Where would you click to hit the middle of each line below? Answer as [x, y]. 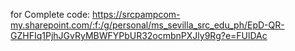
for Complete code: [50, 14]
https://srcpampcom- [136, 14]
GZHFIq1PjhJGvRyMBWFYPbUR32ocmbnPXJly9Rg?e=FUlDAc [139, 35]
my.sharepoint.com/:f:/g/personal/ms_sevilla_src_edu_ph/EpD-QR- [147, 25]
